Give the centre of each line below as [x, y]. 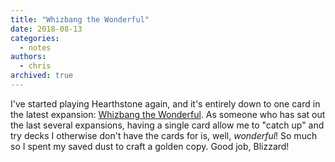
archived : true [42, 76]
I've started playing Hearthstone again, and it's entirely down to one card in [165, 103]
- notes [35, 47]
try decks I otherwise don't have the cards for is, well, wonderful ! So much [164, 135]
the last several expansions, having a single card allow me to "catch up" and [167, 125]
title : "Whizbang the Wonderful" [80, 19]
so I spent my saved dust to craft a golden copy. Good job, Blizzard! [150, 146]
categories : [35, 38]
